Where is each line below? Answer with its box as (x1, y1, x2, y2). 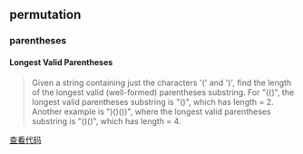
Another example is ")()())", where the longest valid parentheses (31, 106, 271, 117)
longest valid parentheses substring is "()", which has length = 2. (31, 96, 274, 107)
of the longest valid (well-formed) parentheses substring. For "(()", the (31, 86, 295, 98)
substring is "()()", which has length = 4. (31, 115, 181, 126)
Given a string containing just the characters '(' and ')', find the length (31, 77, 292, 88)
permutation (9, 7, 82, 23)
